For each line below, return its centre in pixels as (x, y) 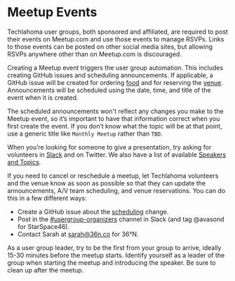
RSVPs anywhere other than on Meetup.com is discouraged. (95, 54)
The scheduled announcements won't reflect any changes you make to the (115, 111)
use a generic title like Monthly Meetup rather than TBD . (85, 133)
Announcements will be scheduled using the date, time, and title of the (109, 90)
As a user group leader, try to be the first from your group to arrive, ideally (114, 247)
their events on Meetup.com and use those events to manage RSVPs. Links (116, 39)
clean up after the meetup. (46, 270)
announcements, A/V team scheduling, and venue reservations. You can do (116, 190)
